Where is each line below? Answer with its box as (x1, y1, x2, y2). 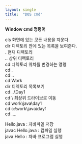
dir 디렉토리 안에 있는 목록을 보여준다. (5, 43, 78, 48)
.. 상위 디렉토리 (5, 55, 34, 61)
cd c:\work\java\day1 (5, 105, 47, 111)
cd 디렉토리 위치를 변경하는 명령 (5, 61, 67, 67)
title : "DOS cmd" (5, 12, 43, 17)
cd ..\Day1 (5, 89, 26, 95)
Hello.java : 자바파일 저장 (5, 121, 54, 127)
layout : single (5, 7, 36, 12)
